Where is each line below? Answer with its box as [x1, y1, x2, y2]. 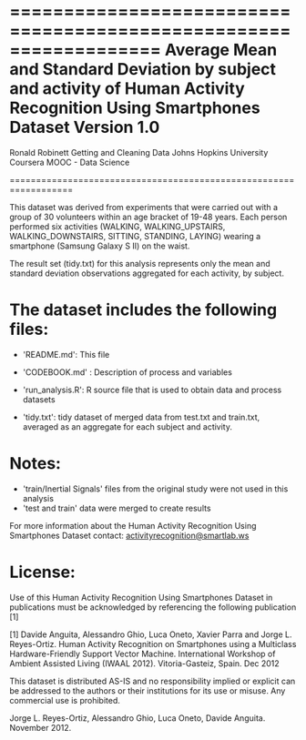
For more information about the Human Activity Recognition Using [9, 520, 257, 531]
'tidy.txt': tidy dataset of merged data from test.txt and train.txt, [22, 411, 260, 422]
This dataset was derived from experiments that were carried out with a [9, 201, 279, 212]
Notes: [9, 453, 62, 474]
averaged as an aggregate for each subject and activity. [22, 421, 233, 432]
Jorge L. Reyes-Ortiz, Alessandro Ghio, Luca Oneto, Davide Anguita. [9, 712, 266, 724]
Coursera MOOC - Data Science [9, 157, 130, 167]
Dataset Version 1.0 [9, 117, 160, 137]
